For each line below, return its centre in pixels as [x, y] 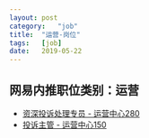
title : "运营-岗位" [45, 34]
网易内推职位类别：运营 [74, 90]
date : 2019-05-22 [46, 51]
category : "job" [44, 26]
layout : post [34, 18]
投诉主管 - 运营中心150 [64, 124]
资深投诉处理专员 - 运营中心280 [81, 113]
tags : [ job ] [36, 43]
